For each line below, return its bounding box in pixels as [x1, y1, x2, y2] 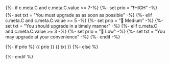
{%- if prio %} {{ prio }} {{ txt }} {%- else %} [5, 44, 99, 50]
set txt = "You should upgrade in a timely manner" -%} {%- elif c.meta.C [5, 23, 157, 29]
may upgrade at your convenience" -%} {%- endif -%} [5, 34, 120, 40]
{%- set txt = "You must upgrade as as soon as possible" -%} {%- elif [5, 12, 152, 18]
